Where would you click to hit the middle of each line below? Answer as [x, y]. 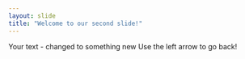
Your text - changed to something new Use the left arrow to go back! [123, 46]
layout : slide [32, 16]
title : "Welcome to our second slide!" [76, 23]
